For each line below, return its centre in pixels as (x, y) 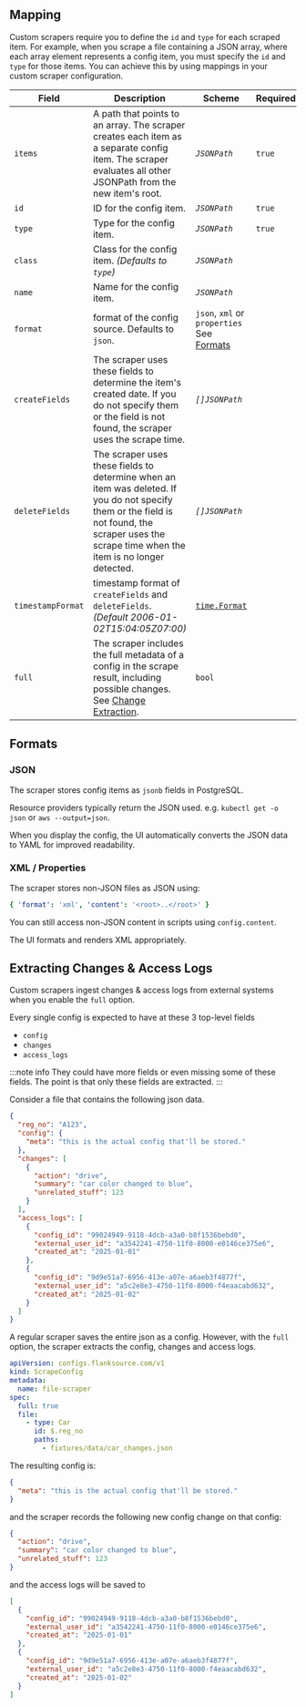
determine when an (134, 477)
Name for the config (136, 286)
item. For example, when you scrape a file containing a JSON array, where (149, 46)
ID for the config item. (139, 208)
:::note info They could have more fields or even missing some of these (143, 1072)
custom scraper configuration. (66, 76)
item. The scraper (130, 159)
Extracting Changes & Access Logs (111, 968)
